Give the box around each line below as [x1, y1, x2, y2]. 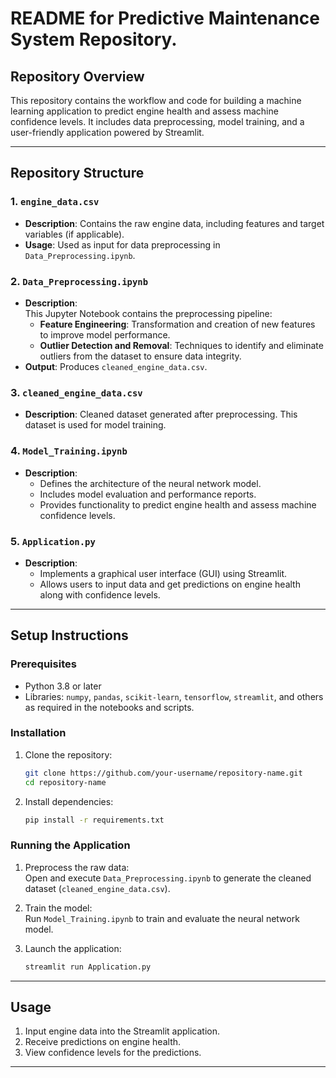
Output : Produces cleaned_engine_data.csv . [24, 360, 208, 372]
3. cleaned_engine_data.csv [10, 385, 143, 399]
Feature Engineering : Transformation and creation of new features [39, 318, 316, 330]
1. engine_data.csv [10, 195, 100, 209]
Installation [10, 726, 67, 740]
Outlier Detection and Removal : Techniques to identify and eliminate [39, 339, 324, 351]
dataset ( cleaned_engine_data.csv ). [24, 882, 171, 894]
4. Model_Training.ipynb [10, 444, 128, 458]
